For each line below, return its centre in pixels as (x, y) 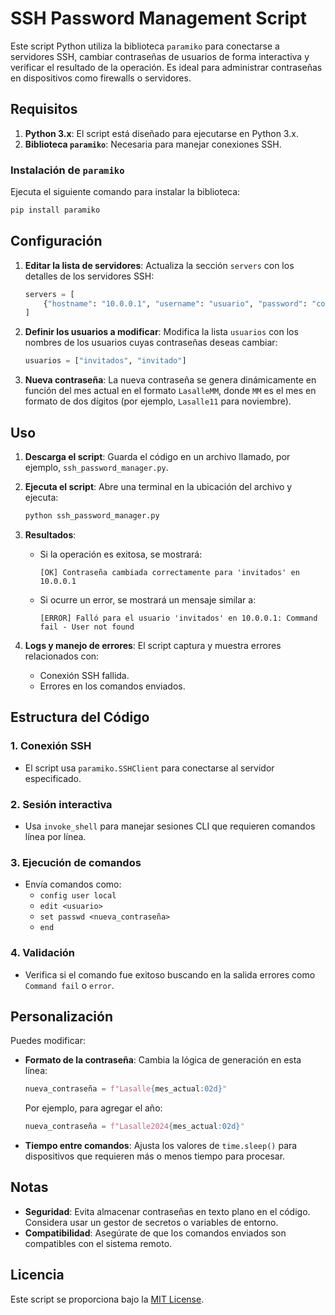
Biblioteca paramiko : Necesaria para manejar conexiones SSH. (153, 144)
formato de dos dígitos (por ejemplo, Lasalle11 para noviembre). (158, 401)
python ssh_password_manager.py (92, 516)
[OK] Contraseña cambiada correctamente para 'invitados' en (169, 572)
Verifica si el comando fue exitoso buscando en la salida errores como (170, 974)
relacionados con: (62, 656)
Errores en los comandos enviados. (112, 686)
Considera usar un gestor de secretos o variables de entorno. (151, 1222)
